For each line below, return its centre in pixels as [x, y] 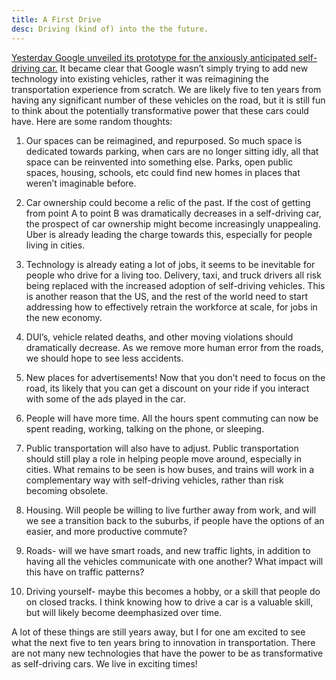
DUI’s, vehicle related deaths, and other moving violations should [159, 337]
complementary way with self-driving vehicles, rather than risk [154, 480]
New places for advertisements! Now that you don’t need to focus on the [175, 377]
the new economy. [64, 317]
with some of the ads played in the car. [105, 398]
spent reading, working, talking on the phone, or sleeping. [145, 428]
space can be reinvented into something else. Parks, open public [159, 162]
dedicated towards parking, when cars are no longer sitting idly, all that [172, 151]
